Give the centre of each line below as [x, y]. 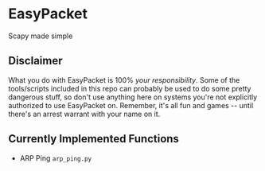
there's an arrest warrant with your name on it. [84, 114]
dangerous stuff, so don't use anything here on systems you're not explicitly [133, 97]
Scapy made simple [41, 36]
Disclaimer [35, 61]
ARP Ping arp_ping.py [56, 158]
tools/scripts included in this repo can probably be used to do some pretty [130, 88]
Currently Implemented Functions [94, 139]
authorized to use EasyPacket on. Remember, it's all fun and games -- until [131, 105]
